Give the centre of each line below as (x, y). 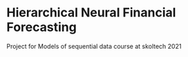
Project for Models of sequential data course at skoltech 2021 (94, 46)
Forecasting (41, 27)
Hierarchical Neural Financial (91, 13)
